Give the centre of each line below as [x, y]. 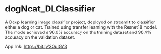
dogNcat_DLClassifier [50, 9]
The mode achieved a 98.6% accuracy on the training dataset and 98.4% [78, 32]
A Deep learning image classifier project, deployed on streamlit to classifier [80, 22]
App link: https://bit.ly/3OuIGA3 [36, 46]
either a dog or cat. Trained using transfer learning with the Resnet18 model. [81, 27]
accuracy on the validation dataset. [40, 37]
